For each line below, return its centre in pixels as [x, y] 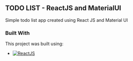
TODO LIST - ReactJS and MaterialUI [63, 8]
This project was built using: [34, 44]
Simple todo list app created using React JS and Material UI [66, 20]
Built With [18, 33]
